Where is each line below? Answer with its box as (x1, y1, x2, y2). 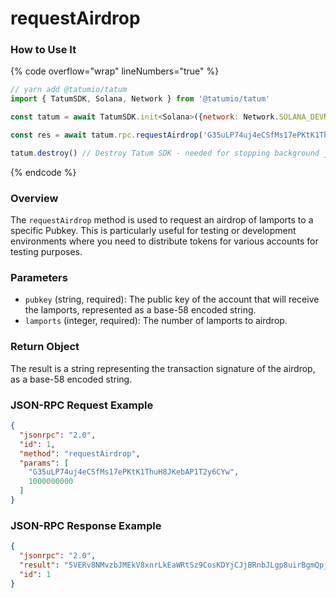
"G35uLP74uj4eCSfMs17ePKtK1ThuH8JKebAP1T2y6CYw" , (28, 467, 240, 477)
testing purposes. (10, 246, 83, 258)
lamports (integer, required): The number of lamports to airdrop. (24, 315, 288, 327)
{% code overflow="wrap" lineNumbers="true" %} (10, 65, 220, 77)
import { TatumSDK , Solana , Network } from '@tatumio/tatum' (10, 94, 271, 104)
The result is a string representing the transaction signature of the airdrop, (10, 362, 316, 374)
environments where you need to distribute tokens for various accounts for (10, 235, 319, 247)
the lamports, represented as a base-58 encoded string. (24, 304, 257, 316)
